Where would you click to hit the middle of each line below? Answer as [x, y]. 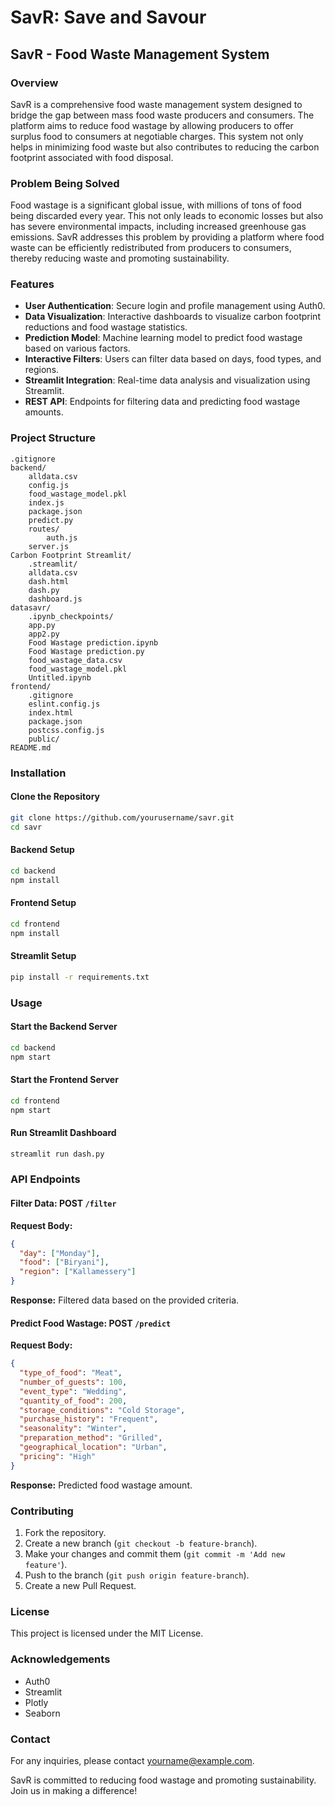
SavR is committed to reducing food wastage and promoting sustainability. [163, 1780]
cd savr [26, 827]
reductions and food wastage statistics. [106, 327]
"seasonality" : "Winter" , [73, 1429]
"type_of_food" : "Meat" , [71, 1373]
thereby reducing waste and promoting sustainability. [120, 258]
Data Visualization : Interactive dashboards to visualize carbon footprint [172, 317]
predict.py [51, 520]
